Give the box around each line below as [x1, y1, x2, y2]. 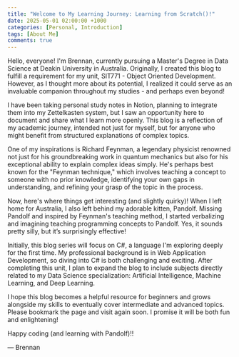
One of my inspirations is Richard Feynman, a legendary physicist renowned [7, 145, 231, 154]
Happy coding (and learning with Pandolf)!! [7, 329, 134, 338]
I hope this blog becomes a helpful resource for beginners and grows [7, 293, 211, 301]
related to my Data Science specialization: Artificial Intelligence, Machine [7, 271, 221, 280]
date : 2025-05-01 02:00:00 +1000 [7, 17, 107, 24]
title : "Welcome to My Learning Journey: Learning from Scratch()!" [7, 10, 215, 18]
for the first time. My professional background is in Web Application [7, 248, 206, 257]
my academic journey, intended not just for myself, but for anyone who [7, 124, 215, 132]
